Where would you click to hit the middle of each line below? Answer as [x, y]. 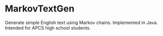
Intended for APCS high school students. [48, 27]
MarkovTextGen [40, 9]
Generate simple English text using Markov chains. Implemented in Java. [81, 22]
